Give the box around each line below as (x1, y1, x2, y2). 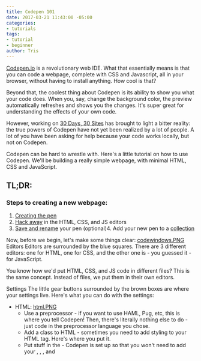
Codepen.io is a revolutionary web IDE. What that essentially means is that (6, 64, 190, 71)
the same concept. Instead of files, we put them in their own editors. (6, 274, 175, 281)
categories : (6, 20, 36, 26)
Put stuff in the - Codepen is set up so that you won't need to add (23, 342, 186, 349)
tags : (6, 31, 20, 37)
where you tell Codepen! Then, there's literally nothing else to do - (23, 316, 188, 323)
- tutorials (6, 25, 36, 32)
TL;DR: (6, 181, 33, 191)
